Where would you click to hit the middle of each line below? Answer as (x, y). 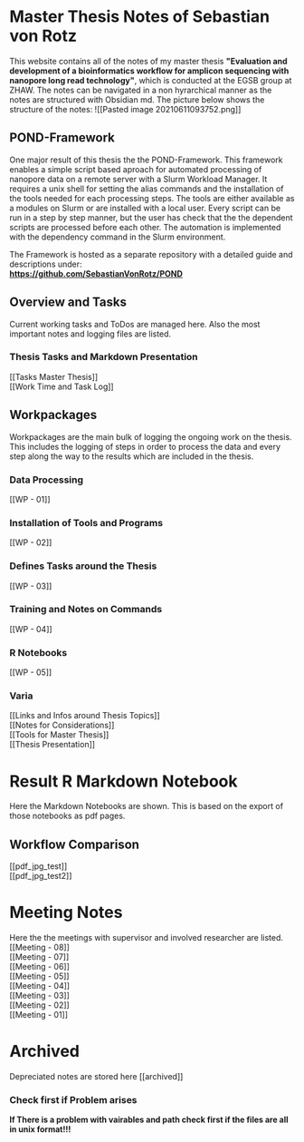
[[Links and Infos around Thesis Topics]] (85, 716)
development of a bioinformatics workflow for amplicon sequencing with (149, 71)
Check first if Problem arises (73, 1100)
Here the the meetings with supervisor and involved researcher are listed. (146, 938)
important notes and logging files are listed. (90, 334)
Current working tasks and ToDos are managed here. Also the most (135, 324)
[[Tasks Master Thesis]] (54, 376)
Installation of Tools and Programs (86, 522)
